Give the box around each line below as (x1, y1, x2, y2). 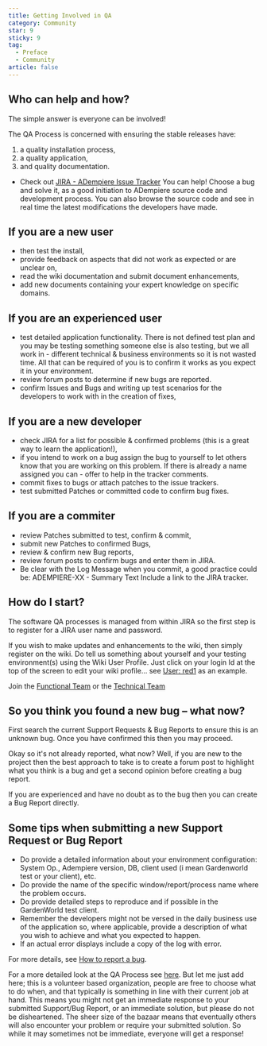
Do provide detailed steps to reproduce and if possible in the (19, 897, 219, 906)
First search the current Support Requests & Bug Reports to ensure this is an (8, 725, 258, 735)
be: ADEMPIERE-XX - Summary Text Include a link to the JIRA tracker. (19, 573, 249, 582)
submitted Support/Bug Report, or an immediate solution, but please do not (8, 1004, 254, 1013)
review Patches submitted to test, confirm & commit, (19, 530, 192, 540)
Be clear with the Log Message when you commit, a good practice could (19, 564, 257, 573)
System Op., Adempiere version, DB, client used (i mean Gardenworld (19, 863, 249, 873)
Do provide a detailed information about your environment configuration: (19, 855, 257, 864)
